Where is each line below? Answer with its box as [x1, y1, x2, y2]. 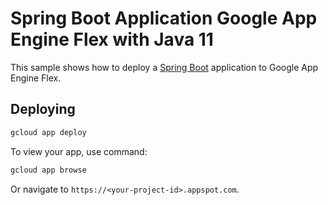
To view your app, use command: [10, 145, 148, 157]
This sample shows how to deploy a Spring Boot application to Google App [10, 61, 319, 73]
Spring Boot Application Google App [10, 7, 318, 30]
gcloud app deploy [10, 127, 87, 137]
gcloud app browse [10, 165, 87, 175]
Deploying [10, 101, 76, 118]
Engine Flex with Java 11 [10, 28, 214, 51]
